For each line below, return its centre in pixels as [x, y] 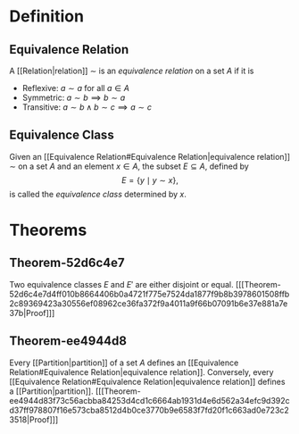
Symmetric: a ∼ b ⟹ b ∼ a [74, 97]
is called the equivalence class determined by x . [98, 194]
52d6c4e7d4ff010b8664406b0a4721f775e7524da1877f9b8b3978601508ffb [149, 294]
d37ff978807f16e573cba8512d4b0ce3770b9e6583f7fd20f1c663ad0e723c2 [149, 410]
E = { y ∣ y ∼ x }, [150, 179]
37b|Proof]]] [32, 313]
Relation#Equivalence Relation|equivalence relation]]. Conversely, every [141, 371]
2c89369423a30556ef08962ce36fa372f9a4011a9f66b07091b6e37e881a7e [149, 303]
